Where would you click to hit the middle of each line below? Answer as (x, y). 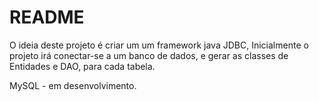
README (47, 17)
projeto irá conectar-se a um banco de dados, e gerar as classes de (149, 55)
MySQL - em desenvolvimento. (73, 85)
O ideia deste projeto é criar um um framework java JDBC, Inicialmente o (159, 45)
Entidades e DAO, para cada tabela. (82, 66)
